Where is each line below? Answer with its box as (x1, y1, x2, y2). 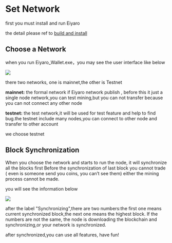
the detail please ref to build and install (5, 30, 87, 36)
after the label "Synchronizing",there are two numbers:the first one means (5, 205, 162, 211)
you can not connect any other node (5, 100, 82, 106)
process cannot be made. (5, 176, 60, 182)
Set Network (5, 3, 60, 15)
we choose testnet (5, 130, 45, 137)
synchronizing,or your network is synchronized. (5, 221, 106, 228)
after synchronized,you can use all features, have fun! (5, 232, 120, 238)
